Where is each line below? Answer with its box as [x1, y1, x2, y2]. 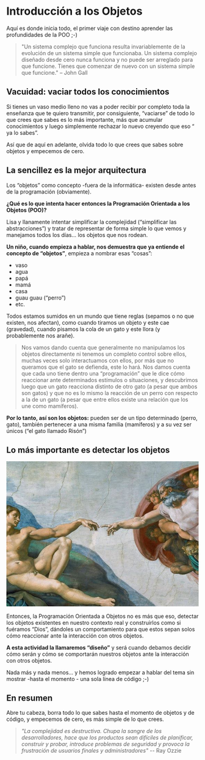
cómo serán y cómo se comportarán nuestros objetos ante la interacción [6, 650, 189, 658]
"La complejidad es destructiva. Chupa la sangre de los [21, 728, 162, 735]
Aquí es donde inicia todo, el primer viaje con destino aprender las [6, 24, 173, 32]
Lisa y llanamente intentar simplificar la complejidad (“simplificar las [6, 218, 177, 225]
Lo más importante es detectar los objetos [6, 445, 170, 455]
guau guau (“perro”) [15, 294, 66, 301]
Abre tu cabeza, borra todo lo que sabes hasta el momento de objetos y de [6, 709, 195, 717]
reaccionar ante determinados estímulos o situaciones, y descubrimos [21, 376, 198, 383]
